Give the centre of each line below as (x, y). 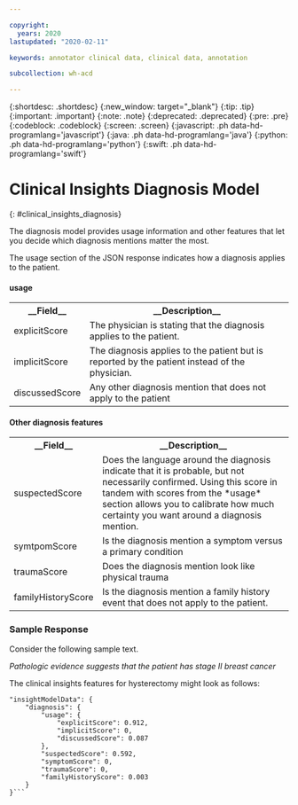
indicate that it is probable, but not (173, 471)
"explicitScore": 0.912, (102, 723)
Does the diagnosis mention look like (178, 567)
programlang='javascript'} (57, 135)
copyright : (29, 25)
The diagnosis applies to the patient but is (176, 351)
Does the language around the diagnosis (186, 460)
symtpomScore (46, 546)
